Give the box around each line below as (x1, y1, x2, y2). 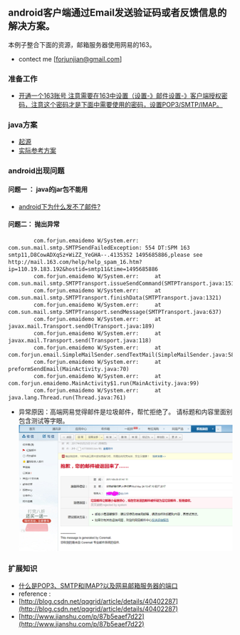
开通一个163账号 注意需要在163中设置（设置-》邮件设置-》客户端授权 (18, 91, 221, 100)
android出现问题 (8, 166, 65, 176)
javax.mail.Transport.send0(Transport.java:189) (8, 322, 155, 330)
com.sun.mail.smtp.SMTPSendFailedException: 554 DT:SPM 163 (8, 244, 191, 251)
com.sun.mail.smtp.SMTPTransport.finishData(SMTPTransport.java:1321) (8, 294, 222, 301)
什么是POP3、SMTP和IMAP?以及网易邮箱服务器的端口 (18, 581, 178, 590)
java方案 (8, 120, 38, 130)
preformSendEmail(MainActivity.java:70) (8, 365, 130, 372)
